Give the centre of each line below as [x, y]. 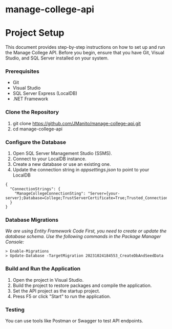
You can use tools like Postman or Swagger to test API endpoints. [74, 321]
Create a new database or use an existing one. [62, 164]
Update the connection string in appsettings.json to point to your [81, 170]
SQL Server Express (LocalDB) [45, 93]
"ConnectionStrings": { [35, 189]
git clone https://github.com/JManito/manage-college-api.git [77, 123]
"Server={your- [104, 193]
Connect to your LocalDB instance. [49, 159]
